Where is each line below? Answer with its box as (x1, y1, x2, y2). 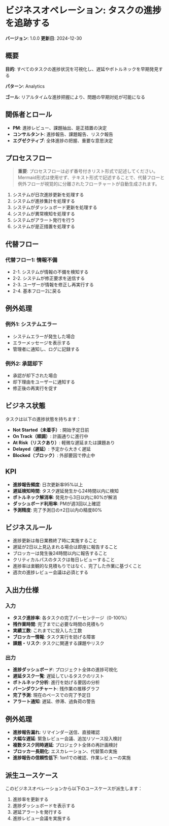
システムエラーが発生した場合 (12, 333, 75, 339)
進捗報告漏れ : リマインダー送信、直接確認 (12, 729, 100, 735)
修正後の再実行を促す (12, 385, 57, 392)
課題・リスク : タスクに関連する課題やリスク (12, 640, 105, 646)
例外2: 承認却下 (5, 360, 43, 367)
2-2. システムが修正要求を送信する (12, 275, 85, 281)
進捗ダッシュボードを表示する (12, 803, 75, 809)
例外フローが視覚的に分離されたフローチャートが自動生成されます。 (17, 181, 160, 187)
